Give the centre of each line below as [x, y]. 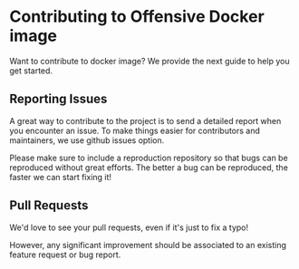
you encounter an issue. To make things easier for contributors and [135, 130]
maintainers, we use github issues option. [87, 140]
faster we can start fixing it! [60, 177]
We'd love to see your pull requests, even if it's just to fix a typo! [129, 227]
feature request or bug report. [65, 255]
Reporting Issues [58, 99]
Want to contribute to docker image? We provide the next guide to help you [149, 61]
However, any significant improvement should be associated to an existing [148, 245]
